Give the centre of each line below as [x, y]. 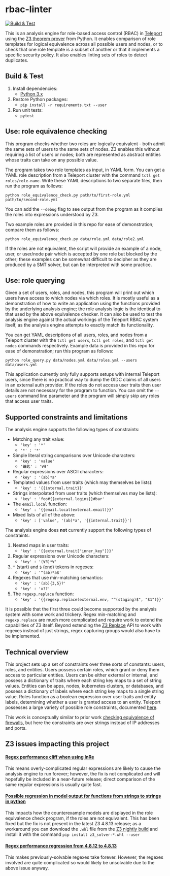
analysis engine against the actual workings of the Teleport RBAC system [82, 320]
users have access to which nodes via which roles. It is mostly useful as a [82, 298]
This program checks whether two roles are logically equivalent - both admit [85, 144]
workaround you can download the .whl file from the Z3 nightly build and [82, 829]
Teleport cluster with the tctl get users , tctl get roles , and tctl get [79, 340]
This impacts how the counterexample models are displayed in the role [79, 813]
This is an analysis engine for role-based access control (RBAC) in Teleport [84, 33]
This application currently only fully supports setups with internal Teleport [82, 374]
